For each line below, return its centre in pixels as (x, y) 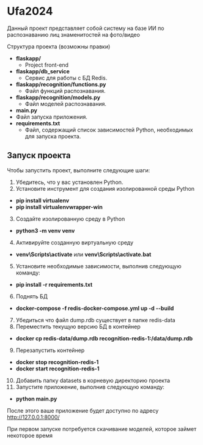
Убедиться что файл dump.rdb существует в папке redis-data (96, 320)
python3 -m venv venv (45, 230)
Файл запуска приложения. (52, 117)
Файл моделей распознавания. (65, 104)
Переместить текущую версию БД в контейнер (78, 326)
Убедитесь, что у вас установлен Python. (69, 182)
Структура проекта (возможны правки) (59, 46)
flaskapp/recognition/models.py (58, 97)
